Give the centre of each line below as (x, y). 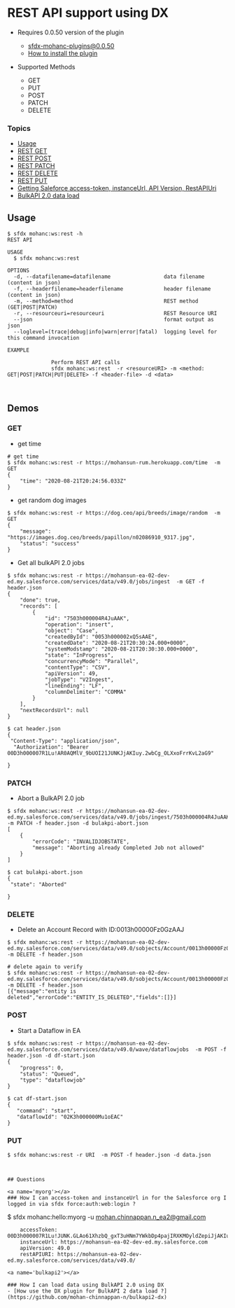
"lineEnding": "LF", (74, 686)
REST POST (34, 158)
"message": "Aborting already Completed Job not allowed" (119, 848)
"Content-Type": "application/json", (65, 741)
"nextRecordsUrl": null (55, 710)
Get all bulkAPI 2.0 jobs (51, 562)
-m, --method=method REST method (106, 301)
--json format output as (114, 320)
